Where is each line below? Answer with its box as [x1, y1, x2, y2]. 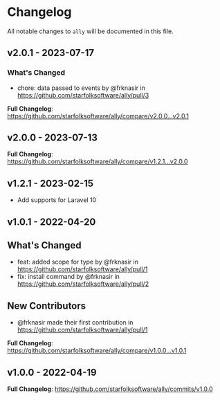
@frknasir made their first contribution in [17, 318, 134, 327]
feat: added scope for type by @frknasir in [17, 257, 138, 266]
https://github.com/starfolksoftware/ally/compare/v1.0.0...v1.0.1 [7, 347, 187, 355]
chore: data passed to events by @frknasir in [17, 84, 145, 92]
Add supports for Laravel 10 [17, 196, 97, 204]
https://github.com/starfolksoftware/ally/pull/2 [17, 280, 149, 288]
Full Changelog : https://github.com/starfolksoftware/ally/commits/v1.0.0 [7, 385, 213, 393]
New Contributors [7, 300, 86, 311]
